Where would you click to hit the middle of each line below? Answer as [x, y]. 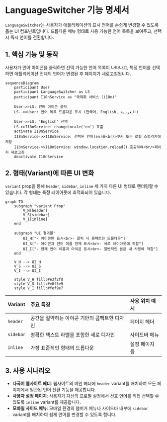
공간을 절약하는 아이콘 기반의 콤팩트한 [72, 318]
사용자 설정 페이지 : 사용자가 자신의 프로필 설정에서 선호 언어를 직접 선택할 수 [85, 396]
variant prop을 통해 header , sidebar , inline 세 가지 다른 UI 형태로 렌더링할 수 [82, 186]
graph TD [14, 202]
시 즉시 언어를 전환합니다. [30, 37]
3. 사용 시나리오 [28, 371]
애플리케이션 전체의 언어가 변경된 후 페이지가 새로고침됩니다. [73, 74]
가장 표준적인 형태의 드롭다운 [62, 347]
